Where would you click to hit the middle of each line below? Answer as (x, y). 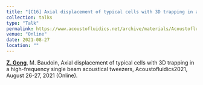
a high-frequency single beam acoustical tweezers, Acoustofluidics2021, (97, 69)
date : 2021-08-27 (28, 40)
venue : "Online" (27, 34)
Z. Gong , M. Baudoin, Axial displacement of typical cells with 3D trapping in (100, 62)
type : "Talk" (23, 23)
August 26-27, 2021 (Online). (42, 75)
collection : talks (29, 17)
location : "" (23, 46)
